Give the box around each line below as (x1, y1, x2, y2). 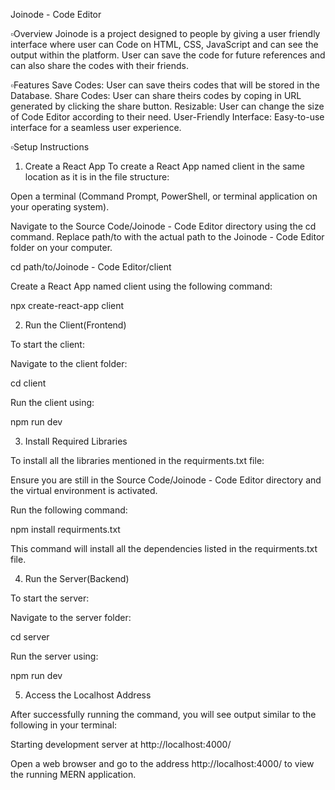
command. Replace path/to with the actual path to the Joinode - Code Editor (10, 231, 325, 243)
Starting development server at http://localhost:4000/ (10, 739, 232, 750)
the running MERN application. (10, 769, 137, 780)
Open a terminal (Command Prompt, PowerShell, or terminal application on (10, 190, 318, 202)
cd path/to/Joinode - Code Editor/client (10, 261, 172, 273)
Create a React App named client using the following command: (10, 280, 273, 292)
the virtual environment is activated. (10, 485, 158, 496)
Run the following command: (10, 504, 128, 516)
